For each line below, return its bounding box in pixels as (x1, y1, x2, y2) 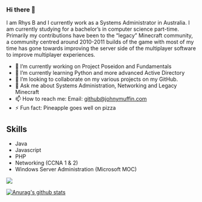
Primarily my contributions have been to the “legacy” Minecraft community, (6, 32, 193, 39)
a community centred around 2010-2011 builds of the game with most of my (6, 39, 194, 46)
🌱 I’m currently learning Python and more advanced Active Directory (14, 69, 185, 77)
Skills (6, 124, 27, 134)
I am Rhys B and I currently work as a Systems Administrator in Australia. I (6, 19, 190, 27)
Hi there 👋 (6, 5, 36, 14)
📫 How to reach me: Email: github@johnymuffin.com (14, 95, 147, 103)
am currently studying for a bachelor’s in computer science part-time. (6, 25, 179, 33)
